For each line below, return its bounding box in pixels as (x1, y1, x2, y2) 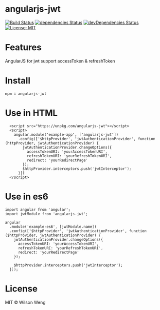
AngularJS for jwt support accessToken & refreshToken (5, 58, 115, 64)
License (5, 283, 38, 294)
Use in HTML (5, 107, 58, 118)
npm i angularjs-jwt (5, 91, 47, 96)
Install (5, 75, 31, 86)
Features (5, 42, 42, 53)
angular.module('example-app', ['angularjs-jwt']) (14, 132, 119, 137)
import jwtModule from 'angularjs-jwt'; (5, 211, 89, 216)
